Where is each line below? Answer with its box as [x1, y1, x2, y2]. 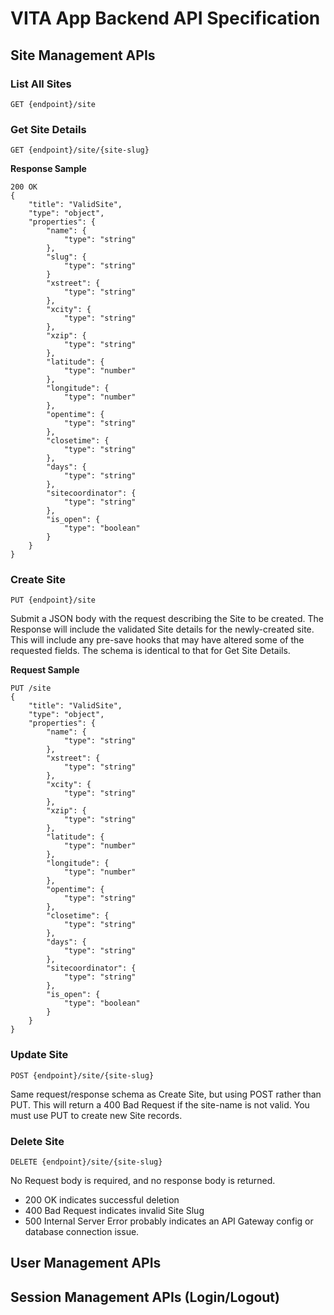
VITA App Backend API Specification [10, 7, 321, 30]
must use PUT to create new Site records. [10, 1109, 183, 1121]
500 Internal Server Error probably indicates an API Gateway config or [24, 1215, 314, 1227]
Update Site [10, 1048, 69, 1062]
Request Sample [10, 664, 80, 676]
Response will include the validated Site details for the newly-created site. [10, 623, 315, 636]
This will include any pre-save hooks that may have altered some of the [10, 634, 305, 646]
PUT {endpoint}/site [10, 595, 97, 606]
